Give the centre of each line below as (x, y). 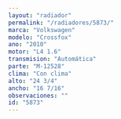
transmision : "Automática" (52, 59)
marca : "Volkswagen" (42, 30)
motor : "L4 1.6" (35, 52)
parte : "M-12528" (37, 67)
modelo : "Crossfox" (40, 37)
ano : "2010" (27, 45)
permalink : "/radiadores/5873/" (61, 23)
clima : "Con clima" (40, 74)
